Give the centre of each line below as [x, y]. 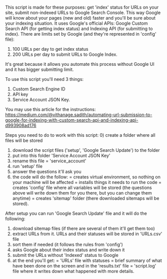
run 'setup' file [27, 166]
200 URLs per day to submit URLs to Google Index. [65, 54]
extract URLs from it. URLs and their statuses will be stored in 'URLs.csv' [87, 234]
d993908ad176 [21, 125]
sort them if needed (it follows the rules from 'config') [68, 244]
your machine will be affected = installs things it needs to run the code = [87, 182]
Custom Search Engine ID [39, 89]
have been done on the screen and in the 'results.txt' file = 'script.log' [84, 266]
